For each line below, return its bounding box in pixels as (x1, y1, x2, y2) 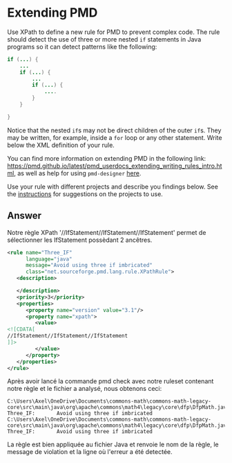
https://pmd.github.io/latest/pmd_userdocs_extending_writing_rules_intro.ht (7, 161, 222, 170)
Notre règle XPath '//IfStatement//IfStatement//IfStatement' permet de (7, 228, 206, 236)
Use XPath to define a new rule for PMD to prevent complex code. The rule (7, 28, 220, 36)
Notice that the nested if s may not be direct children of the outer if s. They (7, 126, 222, 134)
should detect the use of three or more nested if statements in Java (7, 35, 202, 43)
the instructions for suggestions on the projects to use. (7, 189, 164, 198)
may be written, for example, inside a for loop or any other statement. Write (7, 133, 222, 141)
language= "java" (25, 255, 72, 263)
